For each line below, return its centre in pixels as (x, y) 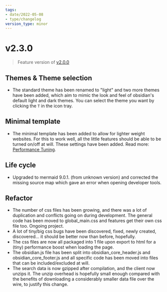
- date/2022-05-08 (24, 14)
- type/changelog (23, 19)
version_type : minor (27, 24)
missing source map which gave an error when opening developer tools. (87, 182)
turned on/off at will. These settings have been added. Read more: (80, 144)
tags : (11, 10)
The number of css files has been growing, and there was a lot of (79, 210)
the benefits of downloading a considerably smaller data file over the (83, 279)
